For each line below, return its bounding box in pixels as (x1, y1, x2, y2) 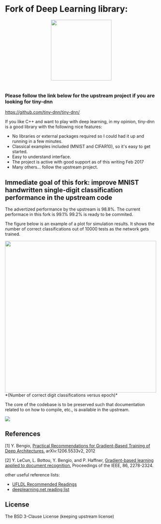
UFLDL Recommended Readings (12, 481, 77, 487)
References (5, 430, 41, 438)
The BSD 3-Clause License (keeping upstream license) (5, 513, 115, 519)
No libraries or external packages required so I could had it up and (12, 133, 144, 139)
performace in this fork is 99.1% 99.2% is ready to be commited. (5, 212, 133, 217)
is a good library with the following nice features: (5, 124, 102, 130)
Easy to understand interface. (12, 154, 72, 160)
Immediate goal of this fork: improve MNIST (5, 178, 139, 186)
